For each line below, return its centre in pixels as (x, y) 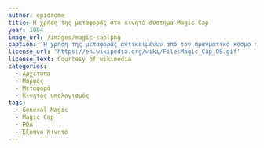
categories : (27, 67)
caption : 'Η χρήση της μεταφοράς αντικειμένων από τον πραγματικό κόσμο (130, 45)
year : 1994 (26, 30)
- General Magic (42, 110)
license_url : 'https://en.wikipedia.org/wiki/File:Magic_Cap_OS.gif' (125, 52)
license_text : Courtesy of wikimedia (70, 60)
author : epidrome (37, 15)
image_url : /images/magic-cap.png (65, 37)
